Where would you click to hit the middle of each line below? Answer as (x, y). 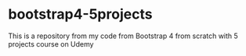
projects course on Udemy (51, 44)
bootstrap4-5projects (80, 14)
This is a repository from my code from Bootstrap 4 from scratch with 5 (123, 36)
